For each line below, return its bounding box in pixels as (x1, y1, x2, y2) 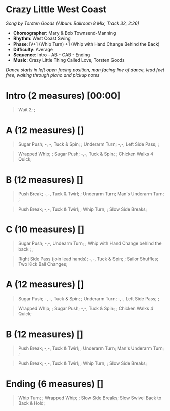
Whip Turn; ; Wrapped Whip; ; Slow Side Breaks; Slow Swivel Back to (18, 395, 162, 401)
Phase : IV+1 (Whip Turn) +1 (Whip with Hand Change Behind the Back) (13, 40, 160, 47)
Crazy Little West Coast (6, 4, 107, 15)
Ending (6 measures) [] (6, 378, 104, 389)
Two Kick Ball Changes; (18, 261, 68, 267)
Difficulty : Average (13, 46, 53, 52)
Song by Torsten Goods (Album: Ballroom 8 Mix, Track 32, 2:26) (6, 20, 139, 26)
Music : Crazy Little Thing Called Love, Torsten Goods (13, 57, 125, 63)
